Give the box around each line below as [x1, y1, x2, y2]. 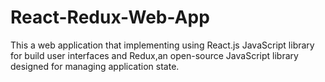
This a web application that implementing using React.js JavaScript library [10, 39, 315, 51]
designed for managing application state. [10, 60, 180, 72]
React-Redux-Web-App [10, 6, 210, 29]
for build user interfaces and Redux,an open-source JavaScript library [10, 49, 299, 61]
